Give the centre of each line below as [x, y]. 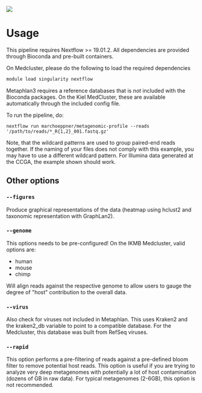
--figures [21, 197]
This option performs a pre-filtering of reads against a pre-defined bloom [97, 359]
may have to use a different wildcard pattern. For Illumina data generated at [100, 155]
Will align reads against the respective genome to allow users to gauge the [99, 286]
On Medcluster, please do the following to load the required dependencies [99, 68]
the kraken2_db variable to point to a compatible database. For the [89, 326]
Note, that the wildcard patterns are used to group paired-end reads [91, 142]
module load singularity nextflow [50, 79]
